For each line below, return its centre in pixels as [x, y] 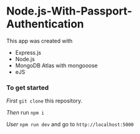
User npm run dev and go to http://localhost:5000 [70, 124]
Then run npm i [25, 113]
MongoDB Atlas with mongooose [56, 65]
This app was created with [40, 41]
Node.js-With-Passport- [69, 11]
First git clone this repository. [44, 101]
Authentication [45, 24]
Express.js [28, 52]
